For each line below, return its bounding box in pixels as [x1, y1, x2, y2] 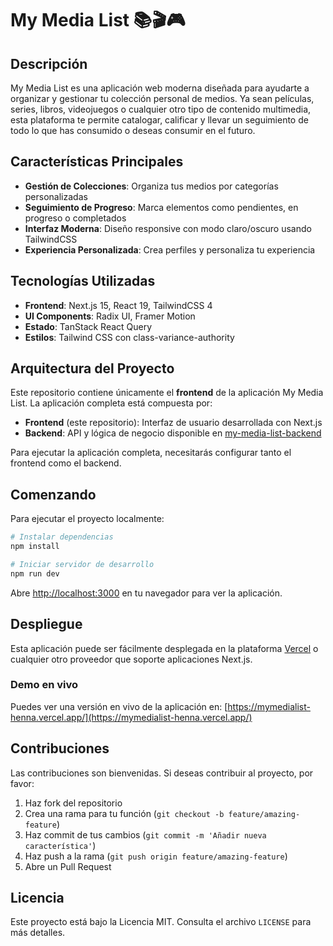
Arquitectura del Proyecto [10, 360, 175, 377]
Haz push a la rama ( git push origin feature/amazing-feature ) [24, 850, 288, 862]
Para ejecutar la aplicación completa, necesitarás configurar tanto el [10, 447, 292, 459]
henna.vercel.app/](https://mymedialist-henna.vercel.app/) [10, 711, 253, 723]
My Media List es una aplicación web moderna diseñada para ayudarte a [10, 82, 310, 94]
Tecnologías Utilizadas [10, 273, 156, 290]
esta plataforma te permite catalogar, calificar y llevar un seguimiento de [10, 114, 309, 126]
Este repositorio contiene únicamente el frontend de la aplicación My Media [10, 387, 324, 399]
